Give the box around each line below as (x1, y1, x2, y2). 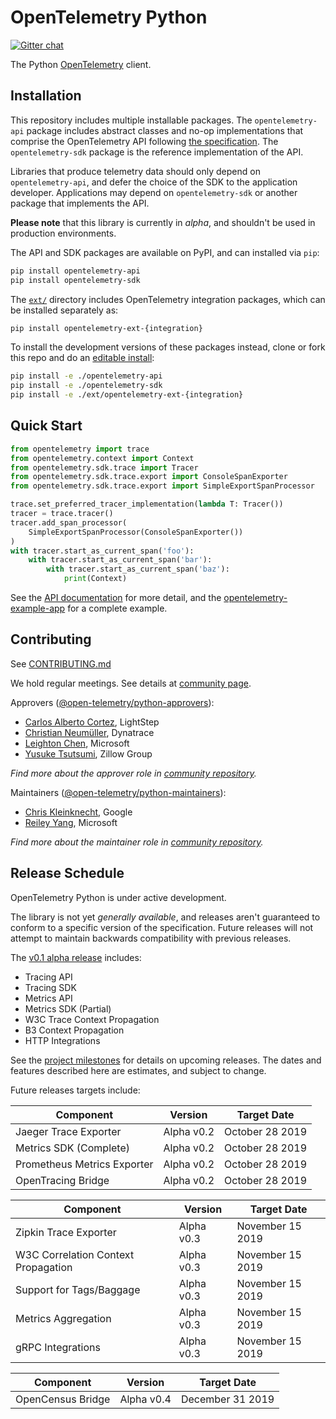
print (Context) (63, 574, 128, 584)
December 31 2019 (180, 1392, 275, 1406)
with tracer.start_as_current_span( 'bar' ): (28, 555, 213, 565)
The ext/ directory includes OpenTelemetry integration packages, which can (10, 293, 326, 305)
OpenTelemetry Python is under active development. (10, 891, 227, 903)
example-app (10, 602, 66, 615)
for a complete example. (67, 602, 168, 615)
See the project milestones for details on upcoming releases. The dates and (10, 1054, 322, 1066)
